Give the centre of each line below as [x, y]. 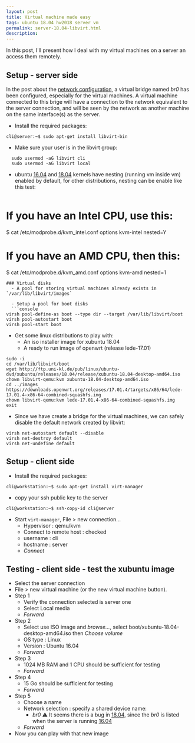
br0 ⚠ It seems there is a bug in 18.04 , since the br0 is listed [106, 715]
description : [22, 34]
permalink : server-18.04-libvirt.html [54, 28]
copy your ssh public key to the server [61, 497]
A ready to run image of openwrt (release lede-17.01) [87, 348]
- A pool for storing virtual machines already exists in [84, 288]
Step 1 [22, 596]
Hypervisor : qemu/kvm [52, 525]
